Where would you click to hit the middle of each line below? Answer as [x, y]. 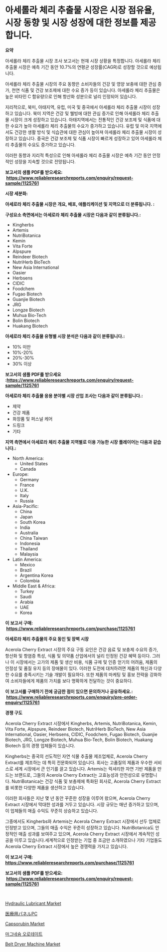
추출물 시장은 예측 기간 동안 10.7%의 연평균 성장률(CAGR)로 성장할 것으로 [77, 67]
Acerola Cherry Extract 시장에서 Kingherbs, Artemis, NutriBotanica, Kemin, [81, 723]
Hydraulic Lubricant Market [33, 903]
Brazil [26, 570]
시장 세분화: [17, 193]
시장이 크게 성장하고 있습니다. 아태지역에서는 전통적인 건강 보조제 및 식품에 [83, 119]
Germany [29, 479]
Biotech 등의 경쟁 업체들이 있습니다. [40, 745]
